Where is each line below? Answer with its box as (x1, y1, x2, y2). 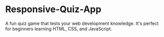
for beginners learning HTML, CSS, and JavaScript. (5, 25, 112, 31)
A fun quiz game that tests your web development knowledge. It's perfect (5, 20, 159, 26)
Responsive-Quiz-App (5, 4, 102, 15)
